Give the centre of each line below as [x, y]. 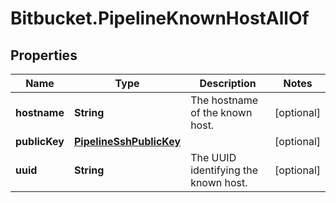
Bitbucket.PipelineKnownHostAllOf [160, 18]
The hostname [224, 100]
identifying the [224, 170]
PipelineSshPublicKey [127, 141]
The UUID [213, 157]
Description [228, 83]
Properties [44, 55]
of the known [221, 112]
